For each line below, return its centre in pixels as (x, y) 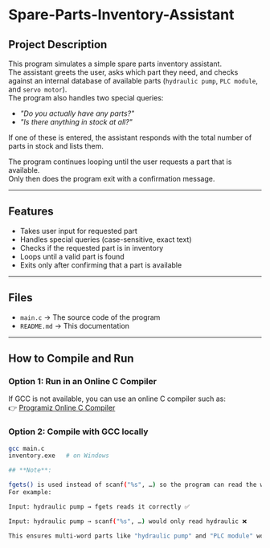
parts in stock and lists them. (56, 146)
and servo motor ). (38, 89)
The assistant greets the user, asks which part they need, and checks (123, 72)
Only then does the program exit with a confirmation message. (112, 179)
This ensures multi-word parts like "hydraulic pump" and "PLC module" (131, 536)
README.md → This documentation (75, 325)
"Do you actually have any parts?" (77, 113)
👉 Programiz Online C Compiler (62, 408)
